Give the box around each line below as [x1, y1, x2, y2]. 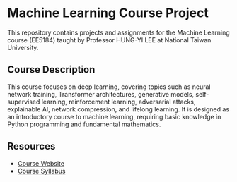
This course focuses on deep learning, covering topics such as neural [7, 83, 211, 91]
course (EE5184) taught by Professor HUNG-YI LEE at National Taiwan [7, 35, 212, 44]
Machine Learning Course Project [7, 5, 209, 21]
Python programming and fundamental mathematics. [7, 120, 161, 128]
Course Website [17, 159, 65, 167]
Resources [7, 140, 56, 152]
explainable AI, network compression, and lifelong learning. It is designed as [7, 104, 230, 114]
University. [7, 43, 39, 51]
